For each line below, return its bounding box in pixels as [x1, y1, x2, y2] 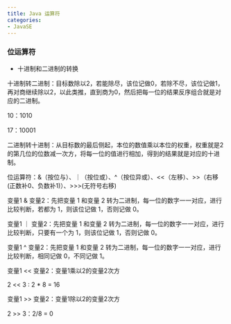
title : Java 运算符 [7, 10, 60, 17]
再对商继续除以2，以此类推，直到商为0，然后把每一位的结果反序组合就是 [7, 87, 216, 96]
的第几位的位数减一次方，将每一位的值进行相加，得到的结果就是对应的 [7, 149, 208, 157]
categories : [7, 17, 42, 24]
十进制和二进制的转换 [17, 64, 78, 73]
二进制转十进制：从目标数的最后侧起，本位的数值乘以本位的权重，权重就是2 [7, 140, 224, 149]
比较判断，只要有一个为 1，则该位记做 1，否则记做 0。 [7, 228, 162, 237]
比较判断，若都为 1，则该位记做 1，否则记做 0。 [7, 205, 144, 213]
